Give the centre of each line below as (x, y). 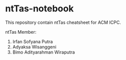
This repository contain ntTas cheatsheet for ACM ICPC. (63, 22)
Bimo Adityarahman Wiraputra (44, 52)
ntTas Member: (21, 32)
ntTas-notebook (39, 9)
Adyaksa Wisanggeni (34, 47)
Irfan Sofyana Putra (33, 41)
